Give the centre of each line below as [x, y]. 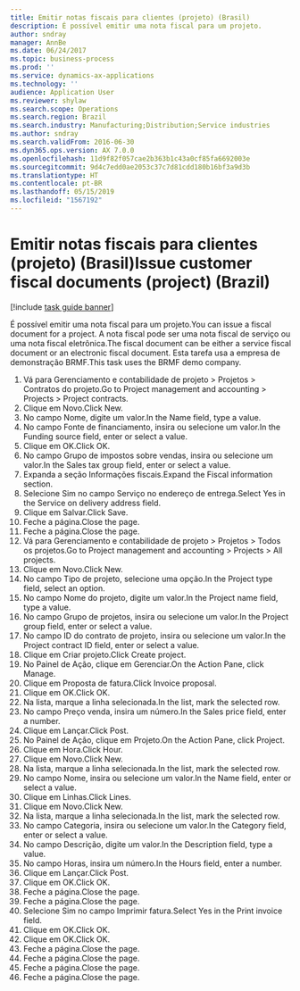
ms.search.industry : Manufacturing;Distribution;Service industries [140, 126]
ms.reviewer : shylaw [49, 100]
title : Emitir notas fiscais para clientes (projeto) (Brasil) [130, 17]
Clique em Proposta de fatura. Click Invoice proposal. [120, 683]
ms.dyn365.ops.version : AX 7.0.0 [72, 150]
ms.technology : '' [44, 84]
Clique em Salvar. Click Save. [75, 512]
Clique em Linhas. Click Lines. [77, 796]
